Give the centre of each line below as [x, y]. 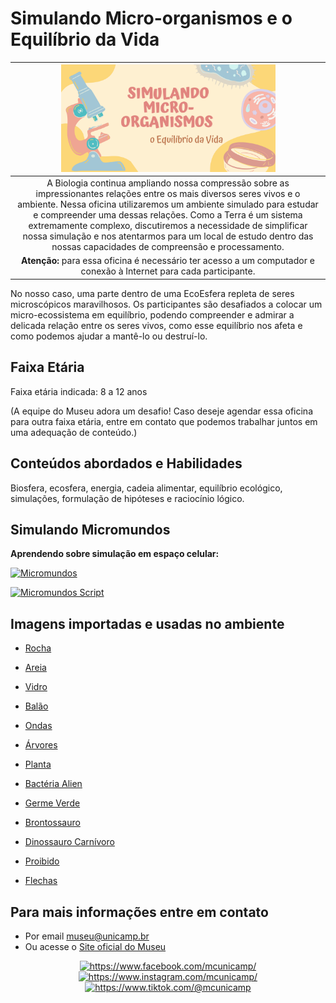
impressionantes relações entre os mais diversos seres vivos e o [168, 194]
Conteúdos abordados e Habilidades [126, 463]
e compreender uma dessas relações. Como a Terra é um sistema [168, 215]
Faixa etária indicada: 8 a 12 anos [79, 391]
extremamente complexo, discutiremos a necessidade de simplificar [168, 226]
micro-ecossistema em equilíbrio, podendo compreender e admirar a [152, 314]
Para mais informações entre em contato [139, 912]
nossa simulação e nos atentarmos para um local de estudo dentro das [168, 236]
